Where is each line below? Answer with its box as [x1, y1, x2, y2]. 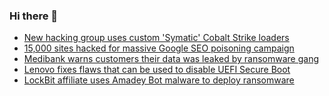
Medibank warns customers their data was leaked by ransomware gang [23, 53, 320, 65]
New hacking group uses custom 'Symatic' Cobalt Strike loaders [23, 32, 290, 44]
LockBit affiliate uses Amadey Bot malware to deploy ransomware [23, 74, 295, 86]
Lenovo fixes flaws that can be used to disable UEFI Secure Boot [23, 64, 291, 76]
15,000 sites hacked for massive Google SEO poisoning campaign [23, 42, 295, 54]
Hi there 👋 [9, 9, 59, 23]
